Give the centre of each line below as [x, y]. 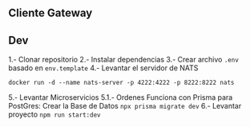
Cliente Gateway [50, 13]
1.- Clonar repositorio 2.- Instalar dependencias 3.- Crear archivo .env [123, 60]
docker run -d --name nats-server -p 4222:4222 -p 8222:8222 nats [121, 83]
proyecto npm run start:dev [54, 114]
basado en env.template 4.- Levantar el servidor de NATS [103, 68]
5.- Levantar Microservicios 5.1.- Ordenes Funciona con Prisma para [121, 97]
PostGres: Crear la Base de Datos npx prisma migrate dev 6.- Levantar [125, 106]
